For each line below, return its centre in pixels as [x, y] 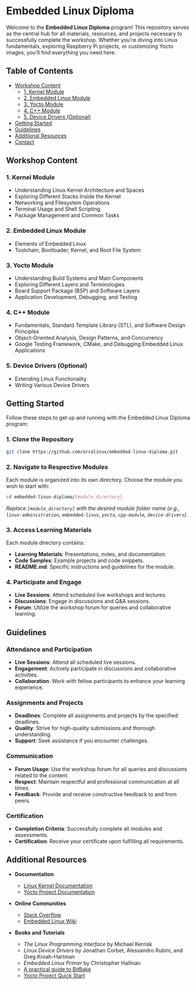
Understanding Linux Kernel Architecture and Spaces [79, 190]
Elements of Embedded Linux [50, 243]
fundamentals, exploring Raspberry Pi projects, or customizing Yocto [90, 46]
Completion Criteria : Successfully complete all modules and [88, 828]
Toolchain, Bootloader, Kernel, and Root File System [78, 250]
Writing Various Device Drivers [52, 385]
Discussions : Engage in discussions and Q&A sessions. [82, 601]
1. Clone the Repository [40, 439]
